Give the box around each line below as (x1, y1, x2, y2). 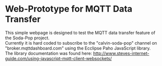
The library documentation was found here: (5, 50, 92, 56)
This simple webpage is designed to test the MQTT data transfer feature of (5, 30, 156, 35)
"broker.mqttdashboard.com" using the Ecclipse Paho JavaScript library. (5, 45, 151, 51)
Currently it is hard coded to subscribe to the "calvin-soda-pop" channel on (5, 40, 157, 46)
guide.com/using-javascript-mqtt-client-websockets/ (5, 55, 112, 61)
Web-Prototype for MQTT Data (5, 3, 133, 15)
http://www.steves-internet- (93, 50, 150, 56)
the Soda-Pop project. (5, 35, 50, 41)
